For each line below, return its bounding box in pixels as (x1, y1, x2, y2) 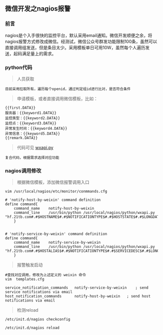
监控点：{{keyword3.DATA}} (5, 121, 57, 125)
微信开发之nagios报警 (5, 4, 71, 13)
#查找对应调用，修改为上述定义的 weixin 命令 (5, 273, 86, 278)
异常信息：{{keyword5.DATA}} (5, 131, 61, 136)
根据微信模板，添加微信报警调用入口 (16, 179, 90, 185)
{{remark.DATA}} (5, 135, 38, 140)
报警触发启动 (16, 262, 43, 268)
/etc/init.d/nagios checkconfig (5, 317, 70, 322)
